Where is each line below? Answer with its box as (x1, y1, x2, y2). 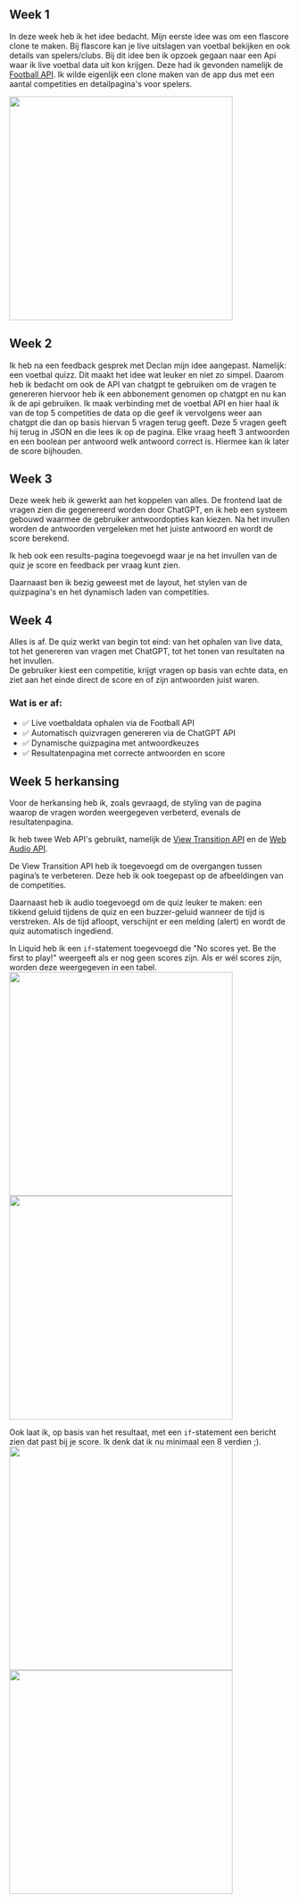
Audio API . (9, 843, 48, 854)
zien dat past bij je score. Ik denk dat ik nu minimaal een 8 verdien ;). (9, 1437, 262, 1447)
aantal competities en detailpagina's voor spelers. (9, 78, 193, 89)
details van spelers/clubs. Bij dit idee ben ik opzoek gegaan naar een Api (9, 49, 277, 61)
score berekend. (9, 533, 70, 544)
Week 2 (9, 336, 53, 352)
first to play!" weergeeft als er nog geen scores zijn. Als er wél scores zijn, (9, 952, 283, 963)
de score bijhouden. (9, 445, 83, 456)
